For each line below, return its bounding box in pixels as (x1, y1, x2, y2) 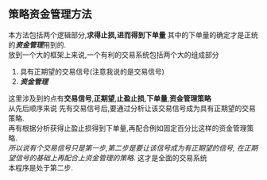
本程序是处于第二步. (8, 163, 74, 172)
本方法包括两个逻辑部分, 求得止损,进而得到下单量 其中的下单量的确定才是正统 (8, 30, 258, 40)
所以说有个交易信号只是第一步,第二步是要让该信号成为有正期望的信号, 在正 (8, 143, 251, 152)
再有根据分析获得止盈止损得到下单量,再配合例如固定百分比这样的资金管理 (8, 123, 248, 132)
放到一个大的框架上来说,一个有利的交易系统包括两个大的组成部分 (8, 50, 220, 59)
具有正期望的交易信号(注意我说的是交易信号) (19, 67, 165, 76)
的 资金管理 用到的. (8, 40, 67, 49)
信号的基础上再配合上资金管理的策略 (14, 153, 133, 163)
